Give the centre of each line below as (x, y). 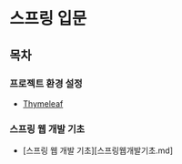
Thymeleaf (43, 103)
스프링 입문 (48, 19)
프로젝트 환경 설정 (46, 83)
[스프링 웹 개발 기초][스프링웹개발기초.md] (97, 150)
